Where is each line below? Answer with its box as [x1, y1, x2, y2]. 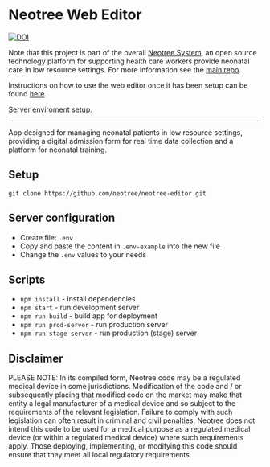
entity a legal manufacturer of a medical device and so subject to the [8, 399, 236, 408]
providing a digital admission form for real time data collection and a [8, 136, 234, 145]
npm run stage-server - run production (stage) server [19, 328, 198, 338]
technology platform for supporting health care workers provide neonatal [8, 56, 251, 66]
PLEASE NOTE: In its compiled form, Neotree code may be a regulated [8, 373, 241, 383]
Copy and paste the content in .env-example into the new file [19, 241, 221, 251]
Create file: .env [19, 232, 74, 242]
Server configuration [8, 211, 116, 225]
